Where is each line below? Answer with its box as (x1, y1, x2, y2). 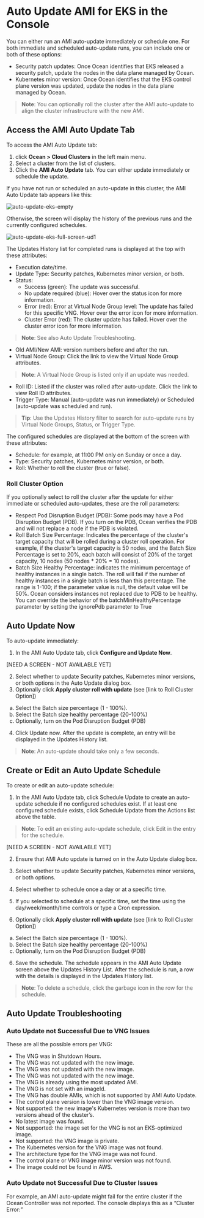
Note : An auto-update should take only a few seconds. (21, 747, 159, 755)
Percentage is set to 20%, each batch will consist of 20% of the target (15, 551, 192, 558)
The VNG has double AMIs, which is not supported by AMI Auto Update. (15, 1092, 197, 1099)
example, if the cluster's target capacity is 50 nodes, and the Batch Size (15, 544, 197, 552)
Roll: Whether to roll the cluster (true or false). (15, 464, 131, 471)
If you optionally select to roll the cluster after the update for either (6, 493, 173, 501)
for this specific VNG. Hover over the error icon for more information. (24, 309, 199, 317)
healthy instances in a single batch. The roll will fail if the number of (15, 571, 185, 578)
